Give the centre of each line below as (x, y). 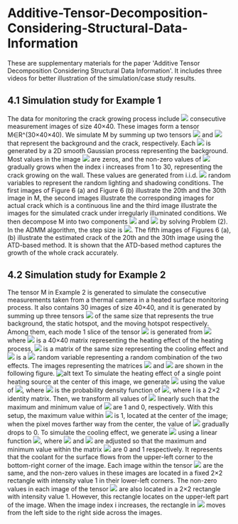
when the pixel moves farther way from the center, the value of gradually (118, 424)
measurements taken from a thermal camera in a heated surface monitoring (118, 300)
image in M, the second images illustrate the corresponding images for (111, 198)
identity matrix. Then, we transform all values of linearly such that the (113, 398)
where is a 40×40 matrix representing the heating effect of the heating (115, 340)
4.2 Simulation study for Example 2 (87, 275)
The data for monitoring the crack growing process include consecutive (117, 118)
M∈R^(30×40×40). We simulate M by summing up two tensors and (110, 135)
